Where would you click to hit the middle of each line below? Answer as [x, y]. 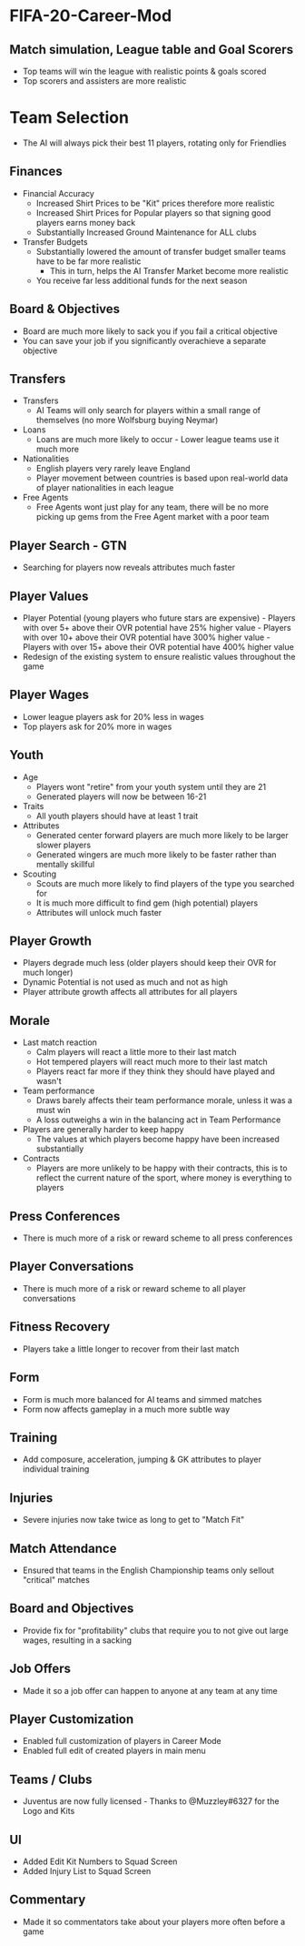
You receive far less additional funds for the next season [142, 280]
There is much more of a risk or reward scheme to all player [134, 1288]
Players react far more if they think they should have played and [155, 1071]
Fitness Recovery [60, 1327]
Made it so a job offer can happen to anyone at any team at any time [150, 1690]
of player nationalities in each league [105, 488]
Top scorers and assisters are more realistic [104, 81]
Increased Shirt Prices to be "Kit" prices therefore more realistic [155, 203]
